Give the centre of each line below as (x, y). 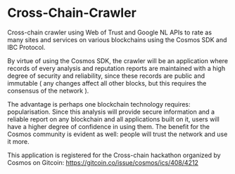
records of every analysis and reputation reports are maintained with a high (116, 68)
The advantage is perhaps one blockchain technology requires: (99, 104)
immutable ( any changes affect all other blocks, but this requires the (107, 83)
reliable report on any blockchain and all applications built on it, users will (113, 119)
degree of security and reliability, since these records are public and (106, 76)
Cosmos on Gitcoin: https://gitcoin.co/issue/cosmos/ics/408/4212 (103, 162)
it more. (18, 141)
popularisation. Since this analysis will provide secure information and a (111, 112)
